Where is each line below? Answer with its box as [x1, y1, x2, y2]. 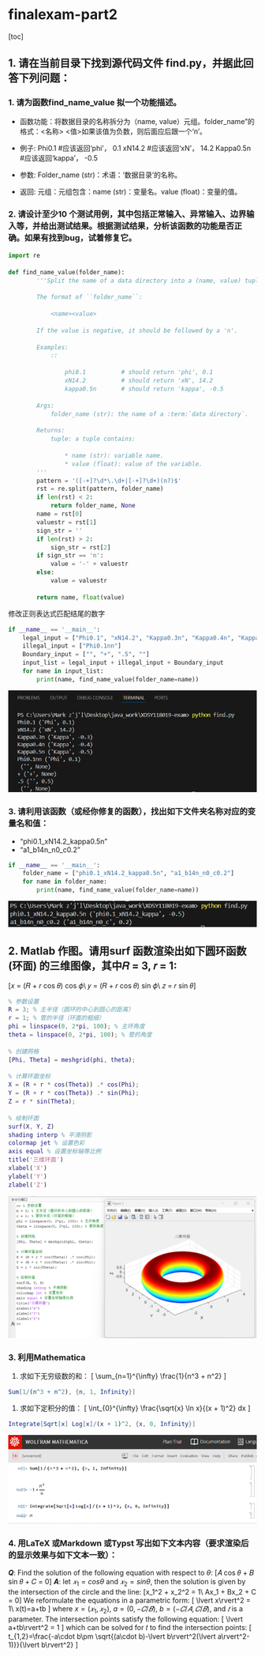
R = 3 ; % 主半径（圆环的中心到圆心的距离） [8, 1006, 134, 1013]
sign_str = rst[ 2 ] [50, 543, 111, 551]
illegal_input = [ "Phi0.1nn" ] [22, 642, 122, 650]
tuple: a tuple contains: [50, 435, 136, 444]
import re [8, 251, 41, 259]
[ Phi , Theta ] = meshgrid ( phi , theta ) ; [8, 1055, 136, 1064]
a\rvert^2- [217, 1631, 250, 1641]
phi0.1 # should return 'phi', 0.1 [64, 368, 214, 376]
